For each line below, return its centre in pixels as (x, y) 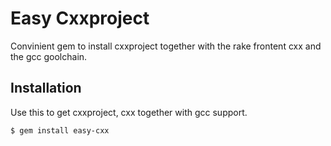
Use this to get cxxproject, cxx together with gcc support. (129, 112)
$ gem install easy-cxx (60, 130)
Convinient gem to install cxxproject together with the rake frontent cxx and (166, 46)
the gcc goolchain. (49, 56)
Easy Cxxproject (80, 18)
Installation (46, 88)
